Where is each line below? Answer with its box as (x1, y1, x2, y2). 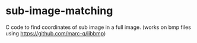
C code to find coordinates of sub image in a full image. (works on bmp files (5, 24, 191, 31)
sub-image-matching (5, 4, 113, 18)
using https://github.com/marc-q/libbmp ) (5, 29, 106, 37)
